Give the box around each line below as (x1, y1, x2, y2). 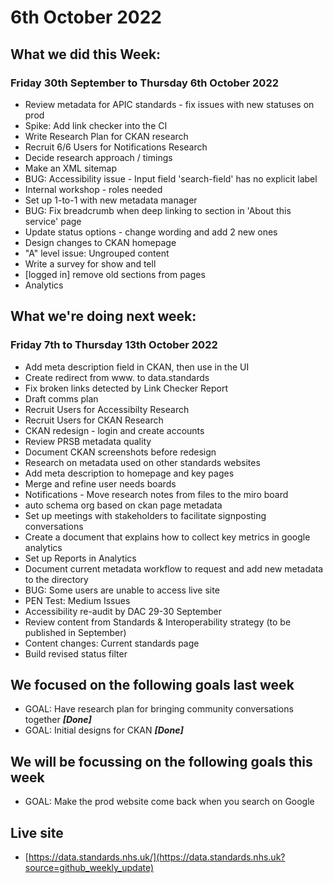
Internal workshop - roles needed (24, 183, 163, 195)
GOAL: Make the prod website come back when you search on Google (24, 796, 315, 808)
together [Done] (24, 714, 92, 726)
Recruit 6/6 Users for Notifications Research (24, 141, 208, 153)
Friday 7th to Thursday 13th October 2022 (10, 338, 218, 352)
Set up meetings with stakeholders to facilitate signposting (24, 509, 267, 521)
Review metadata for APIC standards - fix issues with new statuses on (24, 98, 315, 110)
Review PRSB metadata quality (24, 435, 152, 447)
